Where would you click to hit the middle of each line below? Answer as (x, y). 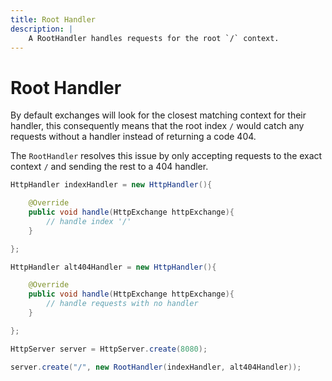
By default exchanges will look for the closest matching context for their (158, 115)
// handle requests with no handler (122, 304)
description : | (42, 29)
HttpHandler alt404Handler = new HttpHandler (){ (113, 267)
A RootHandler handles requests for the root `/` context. (154, 38)
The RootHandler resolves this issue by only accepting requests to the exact (166, 156)
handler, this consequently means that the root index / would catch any (157, 126)
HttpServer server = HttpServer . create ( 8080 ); (109, 349)
